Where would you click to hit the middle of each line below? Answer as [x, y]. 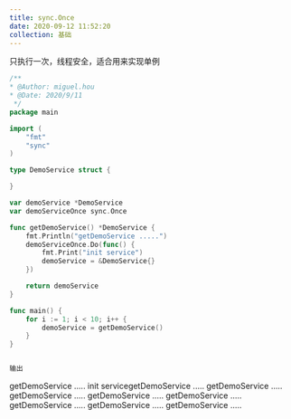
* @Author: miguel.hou [52, 87]
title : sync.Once [42, 18]
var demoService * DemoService [66, 203]
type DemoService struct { [60, 170]
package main [34, 112]
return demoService [62, 286]
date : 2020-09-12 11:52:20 [60, 26]
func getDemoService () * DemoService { [82, 227]
